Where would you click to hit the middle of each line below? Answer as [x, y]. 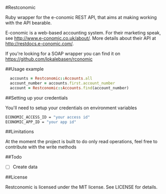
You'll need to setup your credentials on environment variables [71, 108]
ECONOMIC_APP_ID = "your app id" [41, 122]
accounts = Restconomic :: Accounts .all [51, 79]
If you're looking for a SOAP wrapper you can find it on [63, 54]
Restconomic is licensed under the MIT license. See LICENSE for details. [81, 187]
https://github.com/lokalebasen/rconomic [49, 59]
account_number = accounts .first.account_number [63, 83]
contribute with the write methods [41, 147]
